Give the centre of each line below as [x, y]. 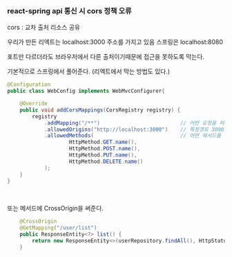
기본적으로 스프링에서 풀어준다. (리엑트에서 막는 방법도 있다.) [89, 71]
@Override [34, 104]
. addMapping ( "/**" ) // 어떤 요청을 [130, 123]
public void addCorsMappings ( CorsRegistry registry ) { [100, 110]
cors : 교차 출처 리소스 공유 [44, 27]
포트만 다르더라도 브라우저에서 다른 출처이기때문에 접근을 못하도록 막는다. [106, 57]
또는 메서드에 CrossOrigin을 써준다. [55, 209]
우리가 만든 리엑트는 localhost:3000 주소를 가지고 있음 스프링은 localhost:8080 [115, 42]
